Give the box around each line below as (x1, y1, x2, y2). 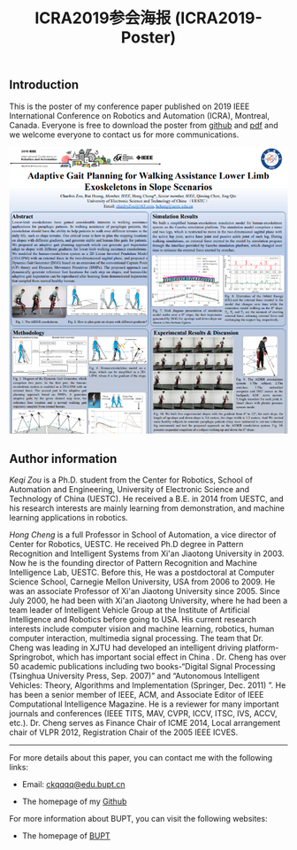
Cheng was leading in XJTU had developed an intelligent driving (9, 643, 243, 653)
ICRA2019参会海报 (34, 8, 171, 28)
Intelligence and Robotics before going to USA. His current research (9, 614, 256, 625)
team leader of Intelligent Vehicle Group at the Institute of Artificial (9, 605, 250, 615)
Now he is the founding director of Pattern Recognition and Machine (9, 558, 258, 568)
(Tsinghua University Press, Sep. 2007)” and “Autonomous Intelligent (9, 670, 260, 682)
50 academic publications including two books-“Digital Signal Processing (9, 661, 276, 672)
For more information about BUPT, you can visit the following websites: (9, 814, 268, 824)
